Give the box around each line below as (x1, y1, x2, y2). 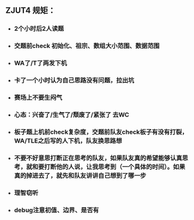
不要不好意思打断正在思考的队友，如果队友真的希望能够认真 (13, 154, 182, 162)
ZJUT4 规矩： (5, 5, 56, 16)
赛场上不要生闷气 (13, 93, 63, 101)
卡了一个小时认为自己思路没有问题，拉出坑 (13, 76, 134, 84)
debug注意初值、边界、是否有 (13, 206, 99, 214)
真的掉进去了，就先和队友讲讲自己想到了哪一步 (13, 171, 147, 180)
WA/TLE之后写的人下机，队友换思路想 (13, 137, 122, 145)
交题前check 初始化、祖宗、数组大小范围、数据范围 (13, 42, 159, 50)
